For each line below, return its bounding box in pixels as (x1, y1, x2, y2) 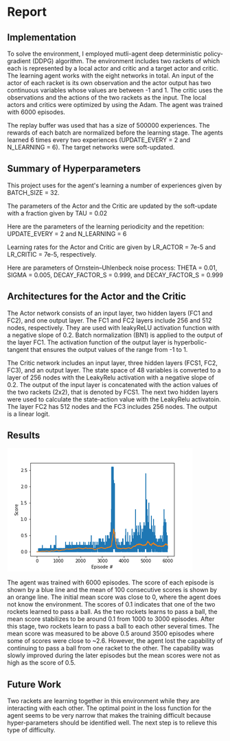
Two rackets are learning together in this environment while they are (7, 697, 200, 705)
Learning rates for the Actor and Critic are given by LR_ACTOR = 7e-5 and (7, 243, 216, 251)
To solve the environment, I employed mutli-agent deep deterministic (7, 49, 203, 58)
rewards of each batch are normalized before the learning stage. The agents (7, 128, 223, 137)
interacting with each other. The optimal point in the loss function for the (7, 704, 211, 712)
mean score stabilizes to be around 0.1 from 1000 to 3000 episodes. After (7, 615, 215, 623)
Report (7, 4, 47, 20)
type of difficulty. (7, 726, 56, 734)
